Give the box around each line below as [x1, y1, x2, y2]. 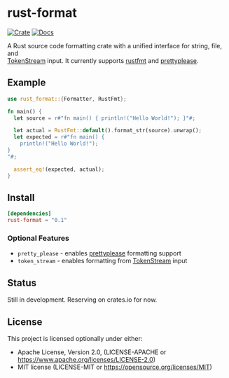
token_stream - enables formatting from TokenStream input [17, 257, 188, 265]
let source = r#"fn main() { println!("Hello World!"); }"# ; [13, 114, 196, 122]
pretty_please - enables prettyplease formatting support [17, 249, 182, 258]
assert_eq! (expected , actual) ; [13, 166, 105, 173]
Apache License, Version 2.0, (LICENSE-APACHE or [17, 348, 167, 356]
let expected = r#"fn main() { [13, 134, 105, 141]
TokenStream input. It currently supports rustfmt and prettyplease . [7, 56, 199, 64]
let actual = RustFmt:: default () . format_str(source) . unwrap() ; [13, 127, 202, 134]
